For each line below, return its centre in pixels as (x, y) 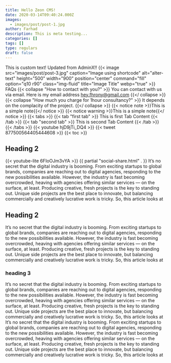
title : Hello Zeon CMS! (31, 10)
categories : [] (21, 39)
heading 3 (18, 273)
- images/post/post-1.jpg (38, 24)
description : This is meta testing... (46, 34)
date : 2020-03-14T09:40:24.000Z (40, 15)
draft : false (19, 53)
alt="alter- (153, 73)
